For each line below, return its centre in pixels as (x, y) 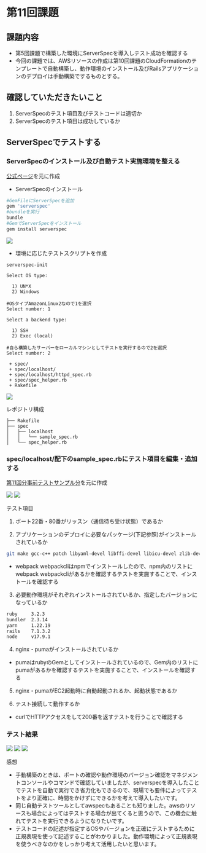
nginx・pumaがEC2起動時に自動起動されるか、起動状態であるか (96, 691)
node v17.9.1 (29, 637)
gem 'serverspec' (29, 206)
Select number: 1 (29, 309)
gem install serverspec (37, 229)
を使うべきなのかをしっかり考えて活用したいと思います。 (87, 844)
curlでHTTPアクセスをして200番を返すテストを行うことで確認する (99, 717)
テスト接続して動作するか (48, 704)
